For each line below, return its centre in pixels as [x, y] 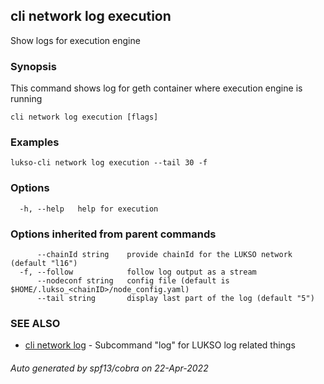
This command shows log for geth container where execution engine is [156, 88]
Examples [35, 142]
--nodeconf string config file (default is [133, 281]
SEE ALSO [35, 323]
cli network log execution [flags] [84, 117]
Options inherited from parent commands [113, 234]
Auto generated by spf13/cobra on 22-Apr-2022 [109, 368]
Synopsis [33, 66]
